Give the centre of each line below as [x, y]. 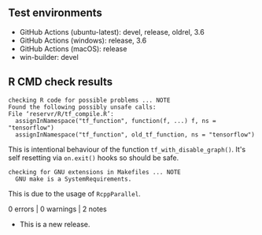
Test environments [55, 13]
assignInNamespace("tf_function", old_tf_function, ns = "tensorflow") [135, 134]
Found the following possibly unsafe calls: [82, 107]
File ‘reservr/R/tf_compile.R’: [61, 114]
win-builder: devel [49, 57]
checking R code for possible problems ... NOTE [89, 100]
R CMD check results [61, 82]
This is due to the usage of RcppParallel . [75, 193]
